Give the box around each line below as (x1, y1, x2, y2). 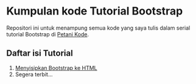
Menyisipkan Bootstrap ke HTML (15, 64, 97, 71)
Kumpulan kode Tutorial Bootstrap (6, 4, 183, 18)
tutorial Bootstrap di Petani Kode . (6, 30, 89, 37)
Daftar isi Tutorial (6, 48, 73, 59)
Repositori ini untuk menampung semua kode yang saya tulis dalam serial (6, 24, 191, 31)
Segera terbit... (15, 71, 53, 78)
